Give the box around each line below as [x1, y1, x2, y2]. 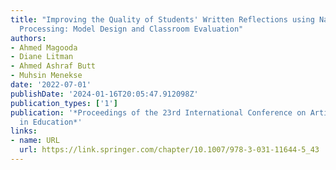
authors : [10, 33, 47, 43]
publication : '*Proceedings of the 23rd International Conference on [10, 107, 307, 118]
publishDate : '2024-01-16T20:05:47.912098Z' [10, 89, 199, 99]
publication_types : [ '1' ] [10, 98, 118, 108]
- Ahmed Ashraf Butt [10, 61, 97, 71]
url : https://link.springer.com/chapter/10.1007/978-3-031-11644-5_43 [19, 145, 320, 155]
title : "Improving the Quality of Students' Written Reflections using [10, 14, 315, 25]
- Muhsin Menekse [10, 71, 83, 81]
